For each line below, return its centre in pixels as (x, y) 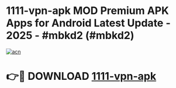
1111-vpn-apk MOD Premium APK (88, 11)
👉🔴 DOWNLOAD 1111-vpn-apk (81, 76)
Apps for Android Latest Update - (88, 23)
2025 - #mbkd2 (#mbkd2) (70, 36)
